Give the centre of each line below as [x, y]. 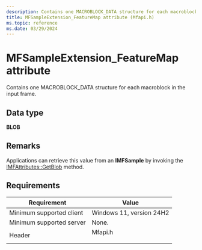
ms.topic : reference [32, 23]
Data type [25, 112]
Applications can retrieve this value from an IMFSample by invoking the [95, 160]
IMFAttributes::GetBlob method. [45, 167]
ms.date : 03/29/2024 [32, 28]
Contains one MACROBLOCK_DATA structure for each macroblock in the [96, 88]
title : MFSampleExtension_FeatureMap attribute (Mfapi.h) [80, 17]
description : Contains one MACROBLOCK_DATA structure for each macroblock [102, 12]
